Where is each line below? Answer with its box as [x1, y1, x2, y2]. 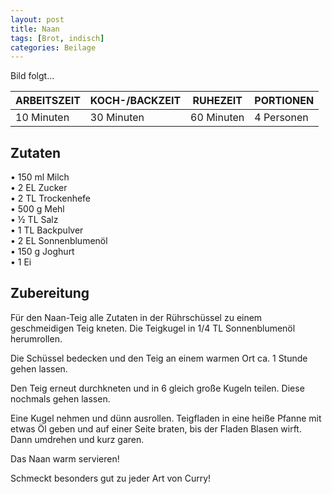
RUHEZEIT [192, 94, 243, 108]
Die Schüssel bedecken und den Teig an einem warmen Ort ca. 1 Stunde [10, 352, 308, 364]
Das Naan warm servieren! [10, 452, 120, 465]
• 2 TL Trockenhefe [10, 192, 92, 205]
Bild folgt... [10, 70, 55, 82]
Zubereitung [10, 285, 90, 302]
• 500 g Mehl [10, 203, 65, 215]
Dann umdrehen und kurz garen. [10, 433, 145, 445]
